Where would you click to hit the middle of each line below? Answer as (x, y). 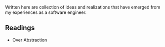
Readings (20, 28)
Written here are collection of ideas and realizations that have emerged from (83, 7)
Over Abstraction (30, 40)
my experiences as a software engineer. (46, 12)
